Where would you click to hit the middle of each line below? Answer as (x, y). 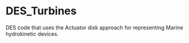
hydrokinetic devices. (32, 33)
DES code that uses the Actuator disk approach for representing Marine (94, 27)
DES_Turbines (41, 11)
